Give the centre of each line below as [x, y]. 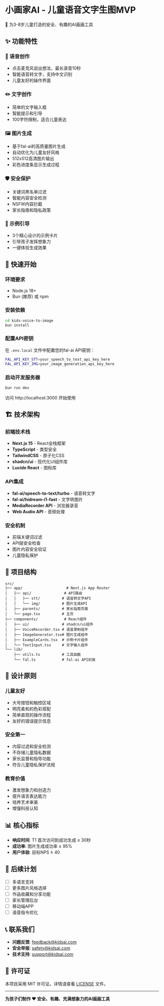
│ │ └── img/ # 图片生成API [46, 604]
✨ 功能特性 [21, 41]
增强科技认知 [25, 808]
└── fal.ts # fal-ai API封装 [55, 660]
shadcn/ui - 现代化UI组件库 [40, 461]
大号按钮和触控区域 [31, 702]
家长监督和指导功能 [31, 758]
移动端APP [23, 906]
